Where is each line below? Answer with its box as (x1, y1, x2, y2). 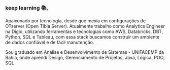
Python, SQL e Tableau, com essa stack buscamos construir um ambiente (5, 34, 160, 40)
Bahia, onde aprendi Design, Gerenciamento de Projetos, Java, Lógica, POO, (5, 55, 165, 61)
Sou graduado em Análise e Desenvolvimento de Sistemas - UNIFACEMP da (5, 49, 164, 55)
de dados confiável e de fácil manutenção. (5, 40, 94, 46)
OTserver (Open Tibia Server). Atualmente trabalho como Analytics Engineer (5, 23, 165, 29)
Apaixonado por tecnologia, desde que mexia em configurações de (5, 18, 146, 24)
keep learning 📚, (5, 4, 49, 11)
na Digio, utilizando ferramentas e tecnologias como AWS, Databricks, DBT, (5, 28, 163, 34)
